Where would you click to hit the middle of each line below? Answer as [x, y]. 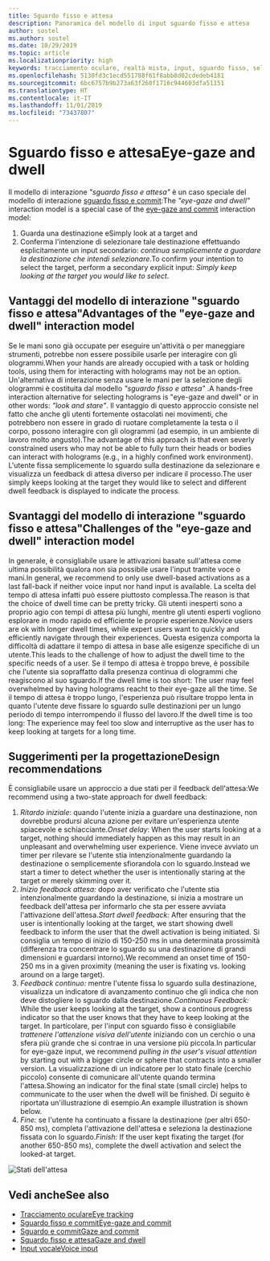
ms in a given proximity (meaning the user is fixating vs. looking [141, 966]
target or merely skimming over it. [76, 881]
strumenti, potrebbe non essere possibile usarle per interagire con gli [123, 354]
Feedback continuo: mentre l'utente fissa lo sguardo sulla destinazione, [138, 983]
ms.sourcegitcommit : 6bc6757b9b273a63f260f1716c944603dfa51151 [117, 83]
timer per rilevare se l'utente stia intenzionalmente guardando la [125, 855]
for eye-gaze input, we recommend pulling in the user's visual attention [138, 1052]
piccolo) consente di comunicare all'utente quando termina [117, 1077]
